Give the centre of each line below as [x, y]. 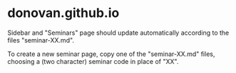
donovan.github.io [63, 13]
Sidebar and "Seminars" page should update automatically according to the [118, 33]
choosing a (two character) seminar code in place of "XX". [93, 61]
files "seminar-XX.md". [41, 40]
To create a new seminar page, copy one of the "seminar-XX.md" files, [111, 54]
